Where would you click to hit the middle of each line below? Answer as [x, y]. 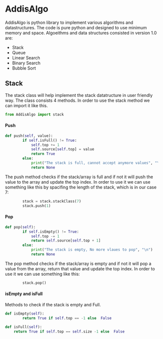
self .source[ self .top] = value [63, 150]
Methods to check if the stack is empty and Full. [53, 304]
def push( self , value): [29, 136]
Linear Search [26, 57]
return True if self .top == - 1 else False [67, 318]
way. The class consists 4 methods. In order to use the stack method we [77, 100]
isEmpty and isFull [24, 294]
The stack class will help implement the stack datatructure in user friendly [79, 95]
